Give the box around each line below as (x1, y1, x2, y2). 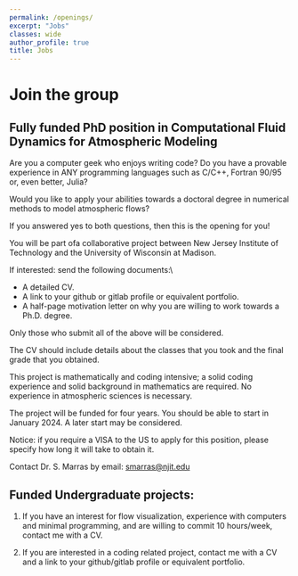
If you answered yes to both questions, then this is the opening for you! (9, 220, 270, 232)
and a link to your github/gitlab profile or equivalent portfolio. (21, 556, 246, 567)
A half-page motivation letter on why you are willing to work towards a (21, 300, 280, 312)
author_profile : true (9, 37, 90, 47)
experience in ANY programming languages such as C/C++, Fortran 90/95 (9, 167, 282, 178)
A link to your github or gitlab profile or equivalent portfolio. (21, 292, 240, 302)
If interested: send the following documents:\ (9, 265, 173, 276)
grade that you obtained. (9, 354, 100, 366)
